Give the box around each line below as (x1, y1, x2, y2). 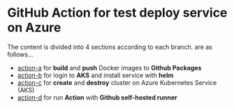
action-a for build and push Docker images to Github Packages (17, 63, 202, 72)
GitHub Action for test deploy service (7, 5, 228, 21)
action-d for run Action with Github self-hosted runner (17, 93, 177, 102)
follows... (7, 50, 34, 59)
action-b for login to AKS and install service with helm (17, 71, 174, 79)
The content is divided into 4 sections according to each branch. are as (7, 43, 213, 51)
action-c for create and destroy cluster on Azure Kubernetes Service (17, 78, 217, 86)
